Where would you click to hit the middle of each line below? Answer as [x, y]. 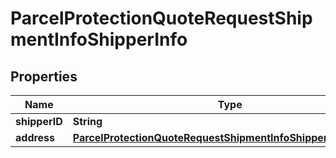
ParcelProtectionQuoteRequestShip [161, 18]
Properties [44, 76]
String [87, 121]
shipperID [39, 121]
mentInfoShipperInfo [99, 39]
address [35, 137]
